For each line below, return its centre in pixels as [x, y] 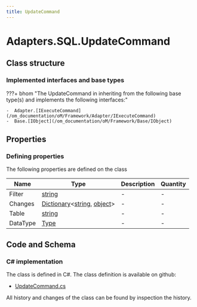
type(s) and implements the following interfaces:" [67, 100]
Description [138, 184]
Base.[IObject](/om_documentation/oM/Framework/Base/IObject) [93, 121]
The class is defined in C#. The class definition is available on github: [91, 274]
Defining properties [35, 156]
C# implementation [35, 262]
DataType [23, 223]
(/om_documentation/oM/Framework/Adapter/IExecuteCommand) [81, 116]
